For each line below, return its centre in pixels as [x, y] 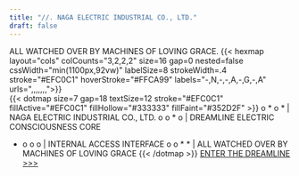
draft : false [33, 26]
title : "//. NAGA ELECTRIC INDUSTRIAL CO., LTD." [104, 17]
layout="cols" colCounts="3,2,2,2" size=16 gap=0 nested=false [126, 60]
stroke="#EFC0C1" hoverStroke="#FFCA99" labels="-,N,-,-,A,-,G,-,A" [138, 79]
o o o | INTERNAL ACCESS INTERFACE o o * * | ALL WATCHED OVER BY [155, 144]
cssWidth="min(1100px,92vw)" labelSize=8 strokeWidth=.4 [118, 70]
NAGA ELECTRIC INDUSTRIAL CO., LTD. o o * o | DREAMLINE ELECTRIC [142, 117]
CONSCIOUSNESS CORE [55, 126]
